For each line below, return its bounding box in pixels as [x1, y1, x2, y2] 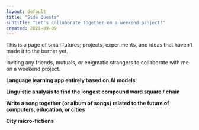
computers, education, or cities [6, 106, 85, 113]
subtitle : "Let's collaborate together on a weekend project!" [6, 19, 166, 25]
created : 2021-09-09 [6, 25, 57, 31]
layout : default [6, 8, 46, 15]
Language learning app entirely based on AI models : [6, 77, 137, 84]
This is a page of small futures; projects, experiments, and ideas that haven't [6, 41, 193, 48]
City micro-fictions [6, 118, 54, 125]
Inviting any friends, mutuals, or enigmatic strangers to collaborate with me [6, 59, 190, 66]
